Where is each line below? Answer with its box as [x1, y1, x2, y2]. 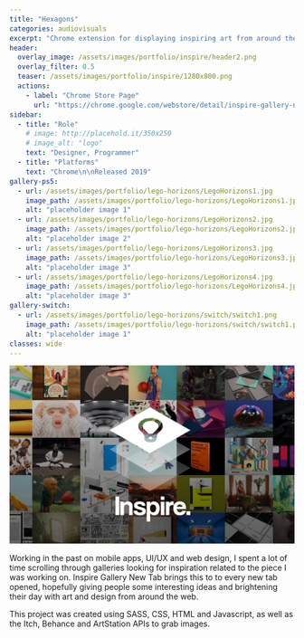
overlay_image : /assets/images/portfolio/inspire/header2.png [17, 52, 257, 62]
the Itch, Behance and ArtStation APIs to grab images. [9, 618, 211, 629]
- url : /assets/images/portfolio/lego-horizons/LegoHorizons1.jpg [17, 186, 273, 195]
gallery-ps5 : [9, 176, 59, 186]
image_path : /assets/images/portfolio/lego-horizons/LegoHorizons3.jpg [25, 253, 301, 262]
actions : [17, 81, 51, 90]
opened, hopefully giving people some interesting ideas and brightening [9, 582, 279, 593]
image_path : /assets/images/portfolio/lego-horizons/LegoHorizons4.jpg [25, 281, 301, 291]
